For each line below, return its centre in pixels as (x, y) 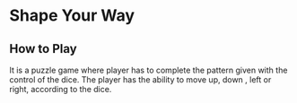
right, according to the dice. (61, 89)
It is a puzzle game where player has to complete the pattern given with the (148, 70)
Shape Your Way (72, 16)
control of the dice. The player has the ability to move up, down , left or (140, 80)
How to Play (44, 49)
